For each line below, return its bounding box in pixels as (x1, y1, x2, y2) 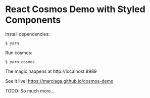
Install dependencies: (5, 31, 50, 37)
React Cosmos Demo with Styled (5, 4, 145, 15)
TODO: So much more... (5, 87, 55, 94)
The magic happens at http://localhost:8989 (5, 68, 97, 74)
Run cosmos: (5, 50, 33, 56)
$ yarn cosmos (5, 59, 35, 64)
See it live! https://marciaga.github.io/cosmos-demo (5, 78, 114, 84)
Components (5, 14, 61, 26)
